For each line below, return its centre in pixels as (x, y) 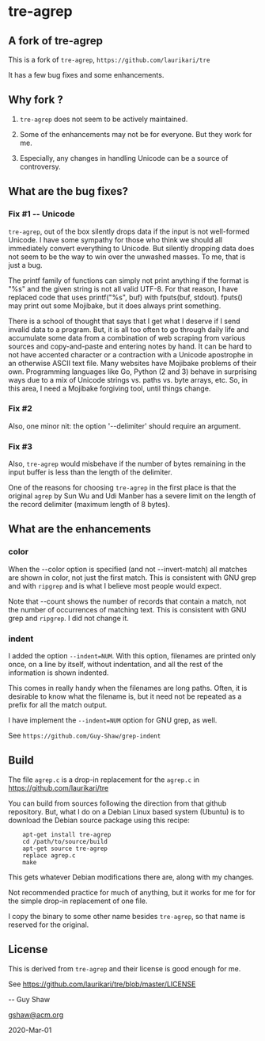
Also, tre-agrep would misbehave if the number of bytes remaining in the (127, 464)
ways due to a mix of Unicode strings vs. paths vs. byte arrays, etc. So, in (128, 379)
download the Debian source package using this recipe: (99, 820)
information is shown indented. (59, 673)
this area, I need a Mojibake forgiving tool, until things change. (110, 388)
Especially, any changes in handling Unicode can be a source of (124, 158)
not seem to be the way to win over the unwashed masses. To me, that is (127, 257)
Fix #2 (21, 409)
